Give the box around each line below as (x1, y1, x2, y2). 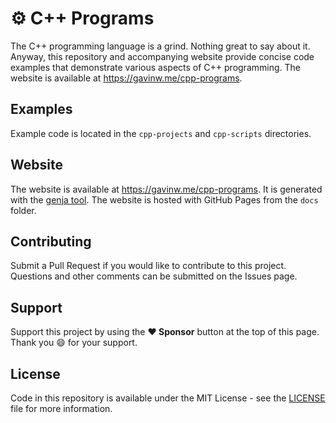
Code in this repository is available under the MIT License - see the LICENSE (10, 392, 326, 404)
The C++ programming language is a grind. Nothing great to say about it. (10, 40, 311, 52)
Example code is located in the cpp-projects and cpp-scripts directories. (10, 127, 312, 139)
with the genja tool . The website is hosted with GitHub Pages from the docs (10, 193, 319, 206)
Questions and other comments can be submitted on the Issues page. (10, 270, 298, 282)
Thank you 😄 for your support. (10, 337, 138, 349)
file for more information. (10, 403, 113, 414)
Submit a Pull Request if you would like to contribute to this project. (10, 260, 287, 272)
